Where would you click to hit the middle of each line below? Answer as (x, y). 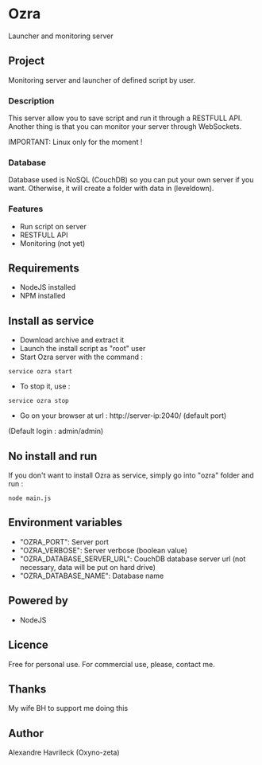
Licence (29, 645)
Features (26, 209)
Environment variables (65, 523)
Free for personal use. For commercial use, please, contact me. (112, 664)
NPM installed (42, 296)
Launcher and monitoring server (61, 36)
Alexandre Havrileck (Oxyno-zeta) (64, 752)
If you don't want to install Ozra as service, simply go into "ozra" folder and (131, 475)
